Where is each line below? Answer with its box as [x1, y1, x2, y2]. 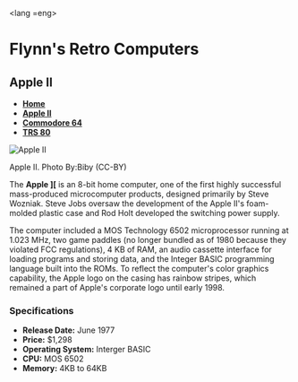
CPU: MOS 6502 [21, 353, 84, 364]
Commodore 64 [21, 117, 82, 128]
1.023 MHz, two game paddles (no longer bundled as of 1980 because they [9, 235, 286, 245]
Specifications [9, 304, 74, 317]
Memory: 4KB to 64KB [21, 363, 107, 374]
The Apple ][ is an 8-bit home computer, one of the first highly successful [9, 179, 282, 189]
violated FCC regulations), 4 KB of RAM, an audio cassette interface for [9, 244, 273, 255]
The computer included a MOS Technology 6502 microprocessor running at [9, 225, 289, 236]
